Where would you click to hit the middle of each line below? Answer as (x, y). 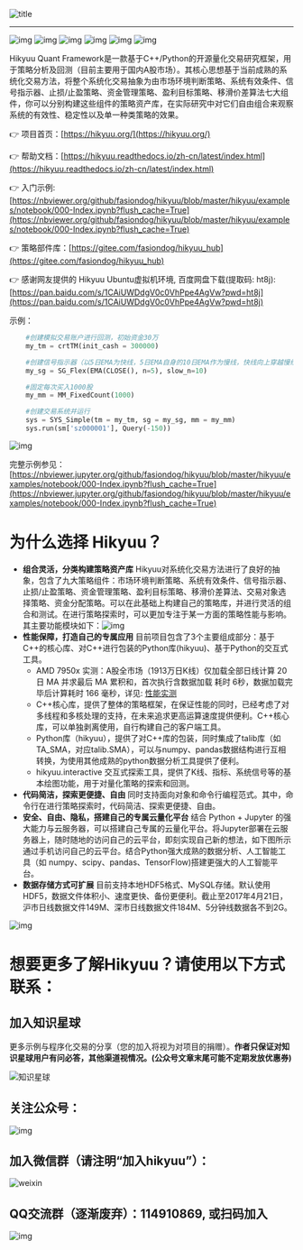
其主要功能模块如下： (62, 625)
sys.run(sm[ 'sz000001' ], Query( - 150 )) (98, 428)
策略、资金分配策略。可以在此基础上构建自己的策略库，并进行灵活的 (157, 602)
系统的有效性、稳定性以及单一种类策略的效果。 (96, 115)
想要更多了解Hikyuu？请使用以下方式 (147, 964)
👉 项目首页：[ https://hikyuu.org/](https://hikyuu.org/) (110, 134)
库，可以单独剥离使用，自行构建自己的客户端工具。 (131, 727)
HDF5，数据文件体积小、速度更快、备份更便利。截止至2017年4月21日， (155, 896)
